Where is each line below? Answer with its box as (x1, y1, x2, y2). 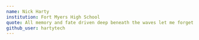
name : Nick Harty (6, 8, 50, 15)
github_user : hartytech (6, 25, 66, 31)
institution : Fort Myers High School (6, 14, 100, 20)
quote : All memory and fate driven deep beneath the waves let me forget (6, 19, 194, 25)
